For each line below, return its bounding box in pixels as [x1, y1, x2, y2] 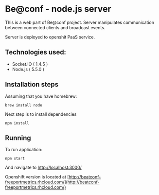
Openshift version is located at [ [5, 174, 69, 180]
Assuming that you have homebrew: [5, 93, 77, 99]
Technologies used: [5, 48, 67, 56]
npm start [5, 156, 25, 161]
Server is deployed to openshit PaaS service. [5, 34, 95, 40]
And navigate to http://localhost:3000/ [5, 164, 82, 171]
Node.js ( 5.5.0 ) [12, 66, 45, 72]
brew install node [5, 103, 42, 107]
